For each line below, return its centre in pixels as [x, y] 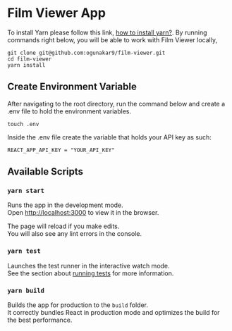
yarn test [24, 251]
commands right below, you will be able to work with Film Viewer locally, [112, 39]
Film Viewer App [56, 13]
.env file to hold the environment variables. [69, 111]
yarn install [26, 65]
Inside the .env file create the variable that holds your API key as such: [109, 137]
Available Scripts [45, 171]
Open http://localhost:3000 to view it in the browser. [83, 213]
